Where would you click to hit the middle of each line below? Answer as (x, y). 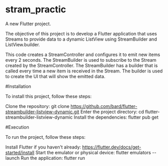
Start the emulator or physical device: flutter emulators (93, 152)
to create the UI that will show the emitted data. (55, 76)
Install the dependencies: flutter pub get (116, 117)
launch (13, 158)
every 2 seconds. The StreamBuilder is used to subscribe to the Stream (81, 60)
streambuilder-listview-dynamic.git (42, 112)
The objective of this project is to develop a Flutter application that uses (81, 33)
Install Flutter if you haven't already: (43, 147)
